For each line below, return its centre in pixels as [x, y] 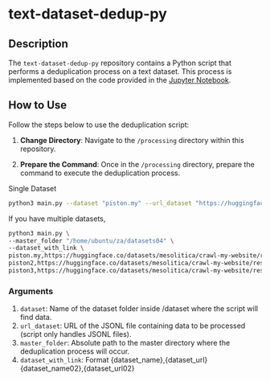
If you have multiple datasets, [57, 219]
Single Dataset [33, 188]
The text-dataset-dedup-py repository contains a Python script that [120, 63]
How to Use [38, 105]
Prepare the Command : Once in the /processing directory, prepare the [137, 164]
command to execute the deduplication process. [100, 173]
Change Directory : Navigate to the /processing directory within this [132, 140]
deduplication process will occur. [75, 351]
